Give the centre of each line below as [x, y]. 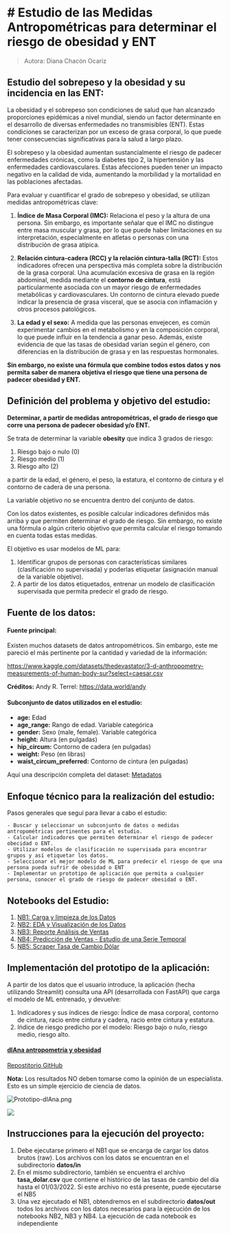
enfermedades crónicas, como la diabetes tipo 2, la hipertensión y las [106, 159]
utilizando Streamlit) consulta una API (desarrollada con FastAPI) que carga [114, 991]
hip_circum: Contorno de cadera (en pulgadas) [84, 747]
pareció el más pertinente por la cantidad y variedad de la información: [107, 653]
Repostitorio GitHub [35, 1065]
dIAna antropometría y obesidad [54, 1050]
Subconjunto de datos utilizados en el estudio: [75, 702]
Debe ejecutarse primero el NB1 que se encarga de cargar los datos [113, 1150]
